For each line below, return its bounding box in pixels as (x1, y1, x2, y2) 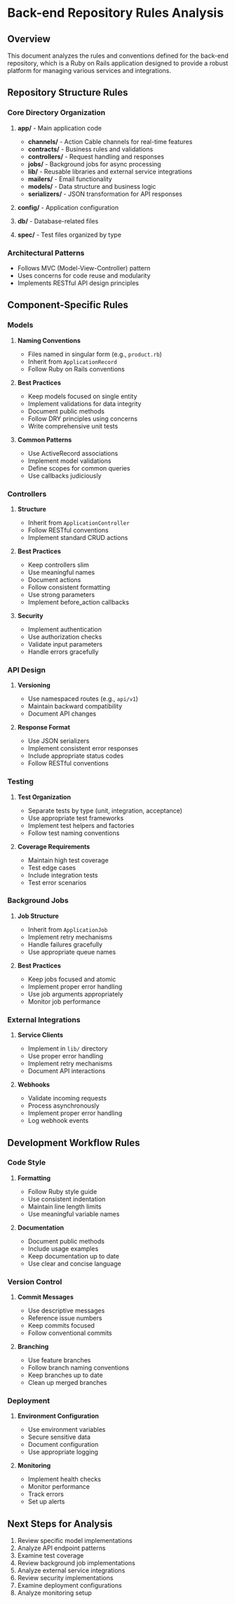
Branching (17, 1343, 49, 1351)
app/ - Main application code (17, 124, 102, 132)
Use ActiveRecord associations (27, 449, 119, 457)
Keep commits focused (27, 1322, 95, 1330)
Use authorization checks (27, 632, 102, 640)
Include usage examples (27, 1244, 99, 1253)
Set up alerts (27, 1497, 65, 1506)
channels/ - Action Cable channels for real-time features (27, 137, 193, 145)
